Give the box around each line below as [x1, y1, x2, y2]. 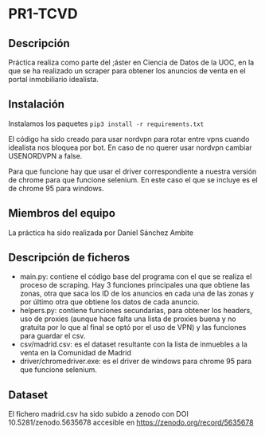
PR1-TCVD [8, 5, 78, 23]
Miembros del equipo [8, 206, 115, 220]
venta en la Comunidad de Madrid [19, 348, 131, 358]
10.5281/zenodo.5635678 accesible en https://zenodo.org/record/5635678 [8, 417, 254, 427]
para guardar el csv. [19, 331, 86, 341]
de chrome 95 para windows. [8, 183, 105, 193]
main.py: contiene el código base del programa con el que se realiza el [19, 272, 252, 281]
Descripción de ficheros [8, 251, 130, 265]
